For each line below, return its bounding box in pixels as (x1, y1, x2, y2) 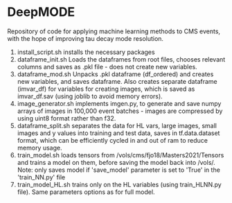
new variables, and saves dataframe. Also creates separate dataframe (17, 77, 217, 85)
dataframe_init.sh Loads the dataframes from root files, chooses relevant (17, 55, 226, 63)
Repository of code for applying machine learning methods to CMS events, (7, 27, 220, 35)
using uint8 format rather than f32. (17, 114, 116, 122)
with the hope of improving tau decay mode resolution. (7, 34, 164, 42)
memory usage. (17, 143, 62, 152)
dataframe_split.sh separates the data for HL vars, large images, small (17, 121, 217, 130)
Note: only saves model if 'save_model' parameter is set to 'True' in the (17, 166, 220, 174)
